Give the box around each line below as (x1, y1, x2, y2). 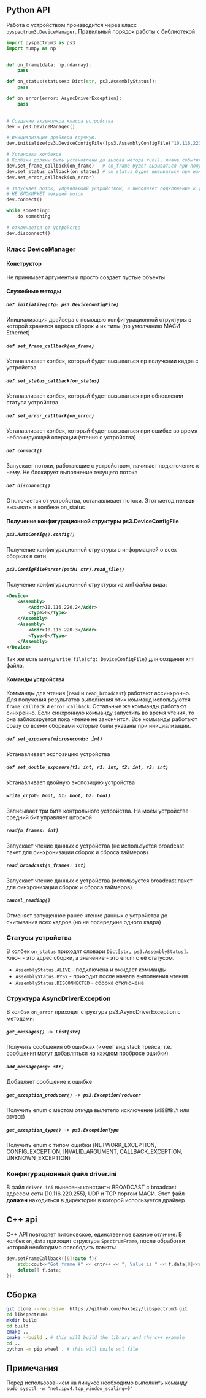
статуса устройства (6, 399, 58, 406)
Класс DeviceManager (6, 245, 76, 253)
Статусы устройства (6, 933, 72, 942)
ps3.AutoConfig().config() (6, 531, 75, 538)
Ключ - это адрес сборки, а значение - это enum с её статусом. (6, 954, 175, 961)
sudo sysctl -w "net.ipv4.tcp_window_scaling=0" (6, 1386, 133, 1392)
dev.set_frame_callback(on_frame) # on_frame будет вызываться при (6, 163, 188, 169)
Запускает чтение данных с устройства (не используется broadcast (6, 842, 185, 849)
